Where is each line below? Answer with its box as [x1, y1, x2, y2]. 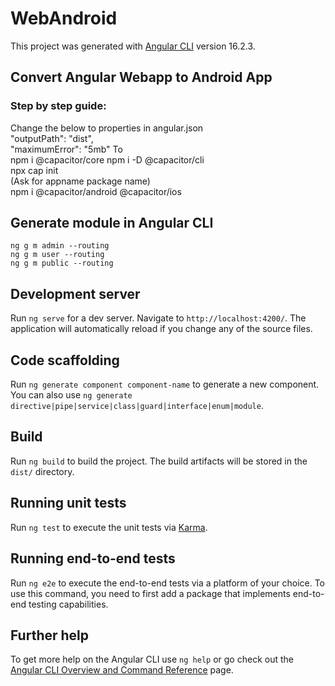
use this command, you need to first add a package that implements [10, 587, 291, 599]
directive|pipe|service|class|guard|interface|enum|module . [10, 400, 264, 412]
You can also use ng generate [10, 389, 133, 401]
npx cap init [10, 164, 59, 176]
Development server [10, 285, 141, 302]
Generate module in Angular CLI [10, 215, 214, 232]
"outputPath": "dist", [10, 132, 94, 144]
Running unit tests [10, 495, 127, 512]
